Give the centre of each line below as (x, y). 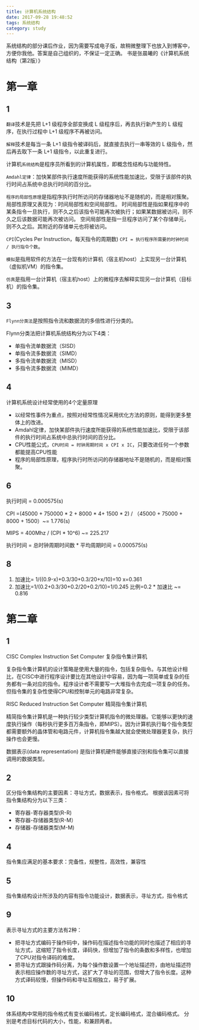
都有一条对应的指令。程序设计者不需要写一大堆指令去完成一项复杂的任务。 (102, 684)
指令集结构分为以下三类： (37, 800)
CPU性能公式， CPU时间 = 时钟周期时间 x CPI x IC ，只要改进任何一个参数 (102, 444)
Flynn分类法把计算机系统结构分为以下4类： (59, 334)
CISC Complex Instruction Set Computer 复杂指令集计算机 (77, 656)
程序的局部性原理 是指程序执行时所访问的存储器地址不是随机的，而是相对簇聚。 (99, 197)
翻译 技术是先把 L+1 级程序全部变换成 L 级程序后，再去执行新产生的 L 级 (92, 124)
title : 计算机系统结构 (31, 12)
